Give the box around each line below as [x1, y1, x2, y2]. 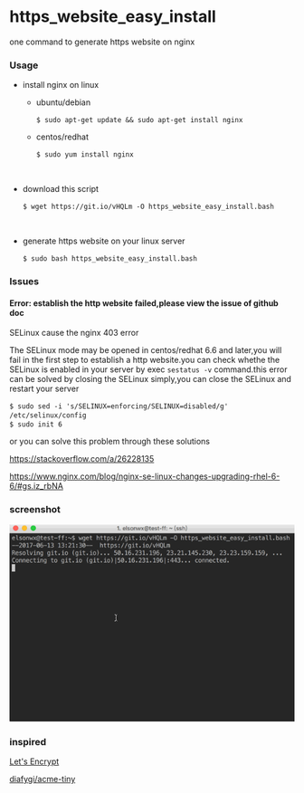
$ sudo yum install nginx [35, 150, 134, 159]
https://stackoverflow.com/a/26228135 [9, 454, 155, 464]
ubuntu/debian [35, 97, 91, 108]
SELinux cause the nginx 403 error [9, 328, 139, 339]
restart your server [9, 383, 80, 395]
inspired [9, 736, 47, 749]
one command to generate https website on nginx [9, 36, 195, 47]
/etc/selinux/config [9, 411, 88, 420]
